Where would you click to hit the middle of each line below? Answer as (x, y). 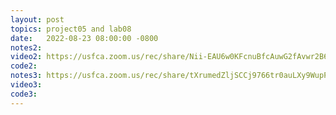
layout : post (37, 19)
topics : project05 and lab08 (71, 29)
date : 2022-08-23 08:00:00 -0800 (84, 38)
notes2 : (26, 47)
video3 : (26, 85)
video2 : (26, 57)
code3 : (24, 94)
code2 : (24, 66)
